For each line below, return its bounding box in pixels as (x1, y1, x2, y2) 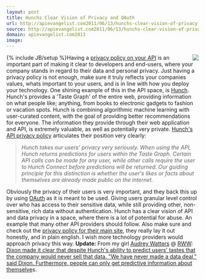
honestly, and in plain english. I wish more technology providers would (6, 233, 183, 241)
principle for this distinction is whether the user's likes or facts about (21, 170, 194, 177)
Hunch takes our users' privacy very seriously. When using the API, (21, 144, 191, 151)
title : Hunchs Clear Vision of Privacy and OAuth (6, 15, 135, 21)
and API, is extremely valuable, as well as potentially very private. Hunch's (6, 126, 193, 132)
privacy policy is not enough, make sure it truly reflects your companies (6, 74, 187, 81)
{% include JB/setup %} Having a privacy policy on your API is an (6, 54, 170, 61)
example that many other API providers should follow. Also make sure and (6, 220, 192, 228)
